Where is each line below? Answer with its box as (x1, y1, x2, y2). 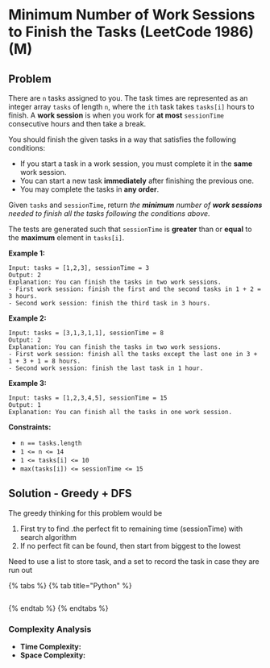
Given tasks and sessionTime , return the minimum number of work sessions (8, 200, 263, 210)
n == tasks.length (19, 439, 82, 447)
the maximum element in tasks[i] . (8, 233, 125, 243)
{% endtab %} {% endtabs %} (8, 603, 109, 613)
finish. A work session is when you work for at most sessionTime (8, 110, 224, 120)
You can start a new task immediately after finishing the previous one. (19, 176, 254, 185)
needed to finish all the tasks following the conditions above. (8, 209, 211, 218)
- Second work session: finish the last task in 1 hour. (8, 364, 204, 372)
